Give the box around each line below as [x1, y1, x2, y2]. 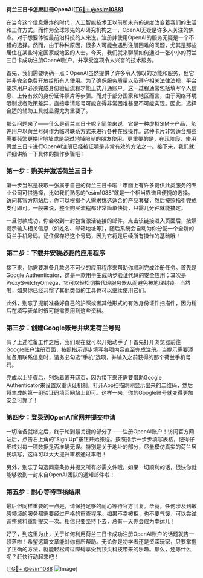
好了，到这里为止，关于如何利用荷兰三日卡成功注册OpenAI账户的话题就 [6, 530, 184, 537]
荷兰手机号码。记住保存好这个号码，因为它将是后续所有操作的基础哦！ [6, 232, 181, 239]
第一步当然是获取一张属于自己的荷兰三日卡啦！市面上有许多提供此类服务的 [6, 181, 192, 189]
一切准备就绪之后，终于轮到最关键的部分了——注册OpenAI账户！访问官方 [6, 428, 189, 435]
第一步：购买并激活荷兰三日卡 [6, 166, 94, 175]
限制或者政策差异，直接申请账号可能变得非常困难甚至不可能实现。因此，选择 [6, 100, 197, 106]
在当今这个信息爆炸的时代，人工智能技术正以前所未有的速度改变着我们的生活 [6, 19, 197, 26]
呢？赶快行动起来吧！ [6, 553, 59, 560]
